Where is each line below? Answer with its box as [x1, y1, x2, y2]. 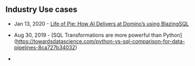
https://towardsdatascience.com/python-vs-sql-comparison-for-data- [16, 37, 185, 44]
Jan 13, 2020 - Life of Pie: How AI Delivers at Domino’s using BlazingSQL [13, 20, 189, 27]
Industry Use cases [5, 5, 78, 15]
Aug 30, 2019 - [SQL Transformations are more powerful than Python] [13, 32, 182, 39]
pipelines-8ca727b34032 [13, 44, 75, 51]
